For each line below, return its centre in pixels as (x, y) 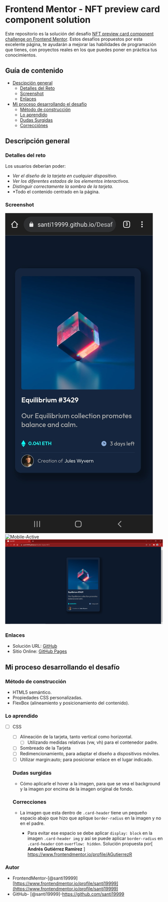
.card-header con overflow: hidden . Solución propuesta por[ (90, 844)
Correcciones (29, 802)
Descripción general (37, 141)
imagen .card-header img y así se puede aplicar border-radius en (95, 838)
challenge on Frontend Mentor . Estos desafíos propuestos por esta (74, 39)
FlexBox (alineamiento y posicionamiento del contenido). (71, 703)
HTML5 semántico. (32, 692)
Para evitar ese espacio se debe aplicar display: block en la (90, 833)
